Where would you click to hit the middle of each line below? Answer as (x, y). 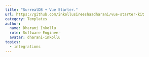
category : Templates (26, 19)
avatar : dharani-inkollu (35, 38)
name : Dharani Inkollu (33, 28)
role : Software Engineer (35, 33)
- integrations (25, 47)
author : (13, 24)
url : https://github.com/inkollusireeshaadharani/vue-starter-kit (75, 14)
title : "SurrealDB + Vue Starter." (42, 10)
